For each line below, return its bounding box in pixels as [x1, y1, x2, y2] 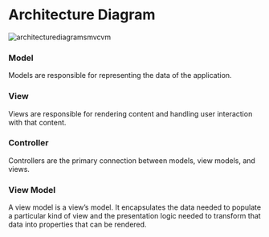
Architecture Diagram [8, 6, 156, 24]
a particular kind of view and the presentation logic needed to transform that [8, 211, 261, 221]
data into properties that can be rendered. [8, 219, 147, 230]
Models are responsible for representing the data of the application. [8, 71, 232, 80]
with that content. [8, 117, 67, 127]
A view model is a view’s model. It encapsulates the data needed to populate [8, 202, 262, 212]
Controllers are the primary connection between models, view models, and [8, 155, 255, 165]
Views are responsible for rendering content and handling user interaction [8, 108, 253, 118]
